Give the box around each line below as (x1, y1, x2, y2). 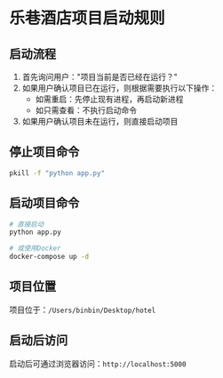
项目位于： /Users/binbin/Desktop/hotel (9, 304, 156, 315)
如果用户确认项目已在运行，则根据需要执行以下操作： (21, 83, 218, 93)
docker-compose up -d (9, 253, 90, 261)
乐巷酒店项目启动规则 (9, 8, 166, 28)
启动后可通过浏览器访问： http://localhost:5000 (9, 358, 187, 369)
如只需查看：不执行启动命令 (35, 105, 138, 116)
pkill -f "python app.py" (9, 168, 105, 178)
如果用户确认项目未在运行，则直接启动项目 (21, 117, 179, 126)
